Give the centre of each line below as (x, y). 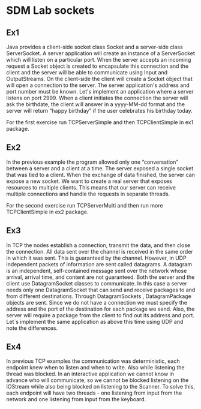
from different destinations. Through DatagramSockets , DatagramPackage (99, 296)
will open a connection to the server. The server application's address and (98, 85)
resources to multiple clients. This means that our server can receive (91, 187)
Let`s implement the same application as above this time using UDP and (95, 321)
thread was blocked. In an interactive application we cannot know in (90, 374)
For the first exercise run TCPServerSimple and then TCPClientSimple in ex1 (100, 122)
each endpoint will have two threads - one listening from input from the (94, 393)
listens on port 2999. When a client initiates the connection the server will (97, 98)
